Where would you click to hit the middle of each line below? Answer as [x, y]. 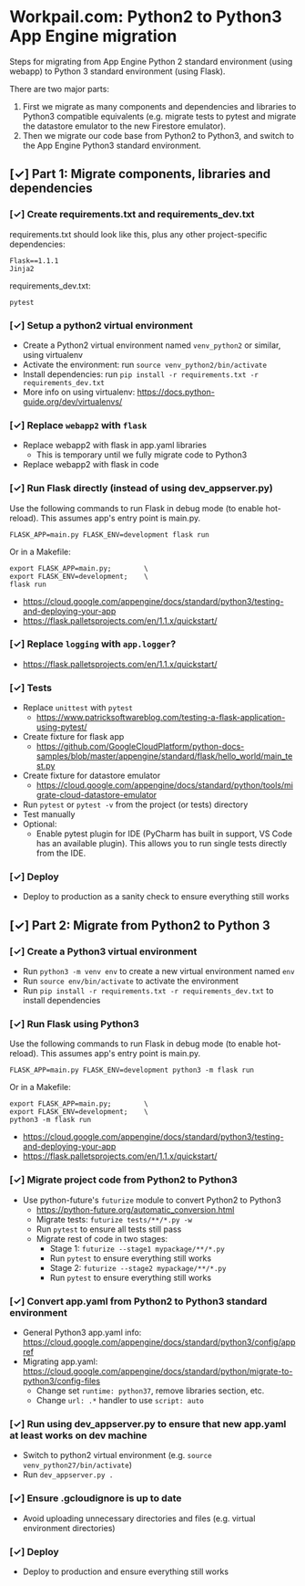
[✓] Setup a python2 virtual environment [102, 325]
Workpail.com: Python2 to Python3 [146, 17]
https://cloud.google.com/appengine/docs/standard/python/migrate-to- [158, 1371]
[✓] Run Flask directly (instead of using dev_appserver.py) [141, 488]
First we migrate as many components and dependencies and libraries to [159, 106]
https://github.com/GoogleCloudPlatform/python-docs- [140, 747]
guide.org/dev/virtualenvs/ [72, 401]
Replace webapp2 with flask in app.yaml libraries [115, 446]
